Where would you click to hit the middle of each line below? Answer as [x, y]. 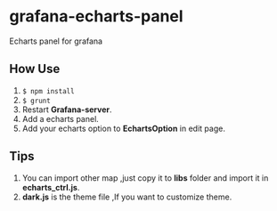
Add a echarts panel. [61, 118]
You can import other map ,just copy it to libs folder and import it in [145, 178]
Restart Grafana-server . [67, 110]
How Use [35, 69]
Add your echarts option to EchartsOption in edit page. [123, 128]
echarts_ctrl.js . [51, 187]
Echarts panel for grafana [56, 41]
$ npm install [48, 91]
